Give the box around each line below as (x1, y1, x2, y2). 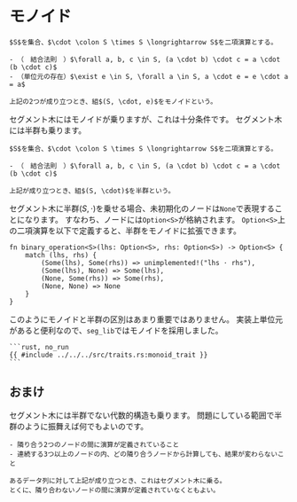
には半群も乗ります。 (9, 124, 87, 136)
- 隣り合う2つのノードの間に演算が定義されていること (9, 440, 180, 449)
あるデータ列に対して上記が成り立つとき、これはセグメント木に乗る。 (9, 476, 227, 485)
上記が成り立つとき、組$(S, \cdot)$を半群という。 (9, 186, 176, 195)
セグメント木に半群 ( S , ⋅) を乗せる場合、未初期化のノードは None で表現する (9, 203, 275, 214)
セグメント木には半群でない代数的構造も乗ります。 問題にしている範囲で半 (9, 410, 283, 420)
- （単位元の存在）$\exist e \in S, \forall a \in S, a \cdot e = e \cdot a (9, 72, 289, 81)
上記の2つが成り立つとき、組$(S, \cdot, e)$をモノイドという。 (9, 97, 217, 106)
